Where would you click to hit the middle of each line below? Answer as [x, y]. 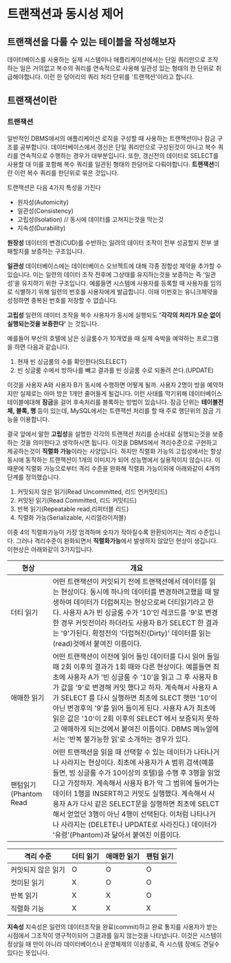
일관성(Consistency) [45, 210]
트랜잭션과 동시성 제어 [65, 14]
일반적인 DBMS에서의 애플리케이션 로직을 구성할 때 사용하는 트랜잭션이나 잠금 [111, 138]
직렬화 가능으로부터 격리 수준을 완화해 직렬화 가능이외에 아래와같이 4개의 [123, 468]
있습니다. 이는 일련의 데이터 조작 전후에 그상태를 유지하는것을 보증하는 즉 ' [106, 274]
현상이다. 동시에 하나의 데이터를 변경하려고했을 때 [136, 591]
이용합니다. [35, 419]
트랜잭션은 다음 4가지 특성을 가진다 [54, 187]
